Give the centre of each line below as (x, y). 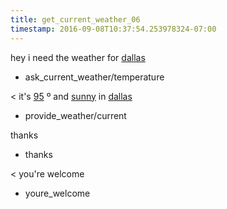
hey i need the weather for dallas (78, 57)
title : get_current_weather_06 (75, 19)
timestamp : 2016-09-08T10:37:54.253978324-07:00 (113, 29)
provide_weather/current (75, 115)
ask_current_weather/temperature (94, 77)
